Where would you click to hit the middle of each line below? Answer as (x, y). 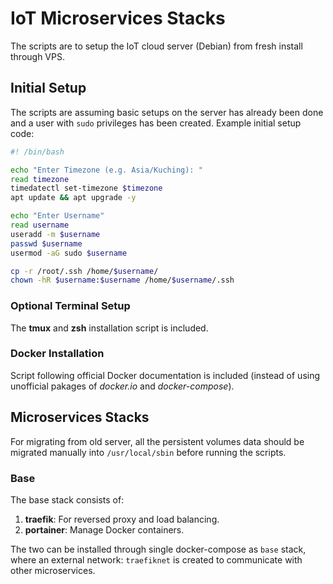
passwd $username (46, 243)
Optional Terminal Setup (70, 306)
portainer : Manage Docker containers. (104, 529)
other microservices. (53, 570)
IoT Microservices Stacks (118, 18)
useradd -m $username (55, 234)
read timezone (40, 179)
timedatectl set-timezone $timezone (86, 188)
